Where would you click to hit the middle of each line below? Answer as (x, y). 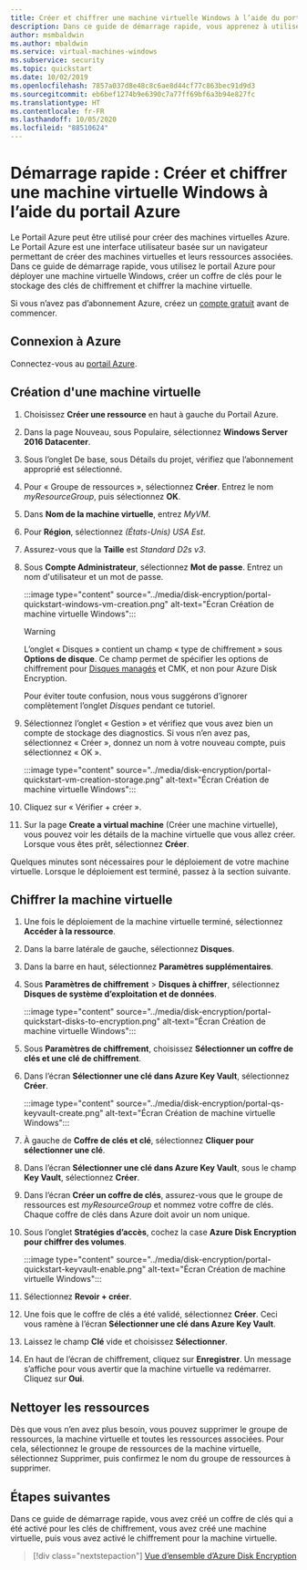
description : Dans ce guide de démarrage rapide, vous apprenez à (139, 26)
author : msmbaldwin (47, 35)
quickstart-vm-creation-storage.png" (93, 780)
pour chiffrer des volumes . (75, 1242)
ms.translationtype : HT (56, 103)
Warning (39, 631)
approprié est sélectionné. (72, 469)
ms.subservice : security (57, 60)
